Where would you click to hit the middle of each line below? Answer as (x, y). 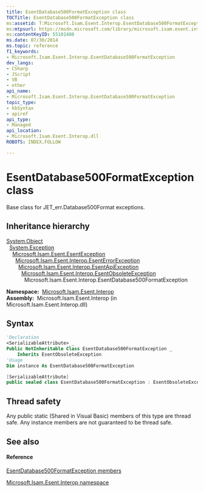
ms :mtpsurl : (21, 29)
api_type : (19, 119)
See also (23, 442)
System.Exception (32, 248)
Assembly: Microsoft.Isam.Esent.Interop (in (62, 298)
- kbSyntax (20, 108)
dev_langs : (20, 63)
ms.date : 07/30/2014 (32, 40)
